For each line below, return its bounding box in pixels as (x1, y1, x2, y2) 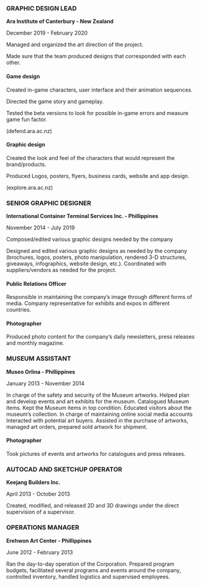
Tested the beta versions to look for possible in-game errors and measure (6, 109, 189, 116)
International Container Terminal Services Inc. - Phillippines (6, 213, 158, 219)
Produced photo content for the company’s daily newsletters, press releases (6, 333, 195, 340)
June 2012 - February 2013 (6, 548, 73, 555)
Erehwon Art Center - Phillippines (6, 537, 92, 544)
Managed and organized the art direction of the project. (6, 41, 144, 49)
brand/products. (6, 161, 47, 168)
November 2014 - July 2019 (6, 224, 75, 231)
